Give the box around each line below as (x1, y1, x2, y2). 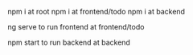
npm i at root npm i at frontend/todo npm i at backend (7, 7, 186, 16)
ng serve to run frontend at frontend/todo (7, 22, 145, 31)
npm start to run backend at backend (7, 37, 130, 47)
